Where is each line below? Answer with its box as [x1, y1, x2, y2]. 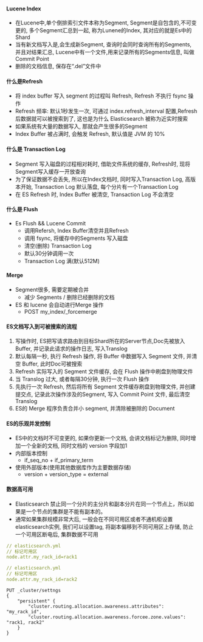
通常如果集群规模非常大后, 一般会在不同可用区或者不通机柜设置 [15, 515, 173, 523]
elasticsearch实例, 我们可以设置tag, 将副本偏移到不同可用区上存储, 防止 [15, 523, 194, 530]
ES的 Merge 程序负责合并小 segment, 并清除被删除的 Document [15, 405, 175, 412]
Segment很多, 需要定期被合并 [15, 286, 89, 294]
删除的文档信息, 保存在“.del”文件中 [15, 63, 101, 70]
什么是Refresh [6, 77, 43, 85]
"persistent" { [17, 598, 56, 604]
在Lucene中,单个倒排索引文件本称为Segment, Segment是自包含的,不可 [15, 19, 191, 27]
